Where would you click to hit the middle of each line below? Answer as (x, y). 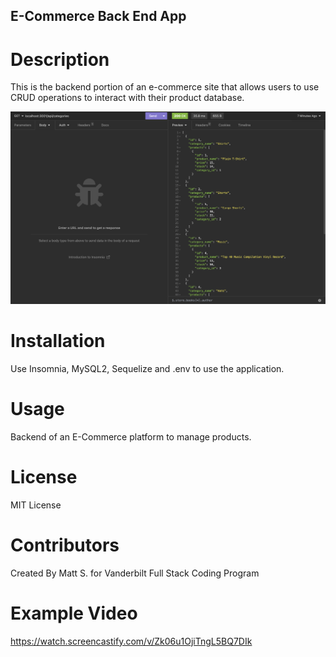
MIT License (36, 505)
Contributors (65, 545)
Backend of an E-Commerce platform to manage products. (131, 436)
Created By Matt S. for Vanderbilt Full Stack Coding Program (135, 573)
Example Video (74, 613)
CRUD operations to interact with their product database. (127, 98)
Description (60, 59)
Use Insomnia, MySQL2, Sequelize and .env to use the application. (147, 368)
